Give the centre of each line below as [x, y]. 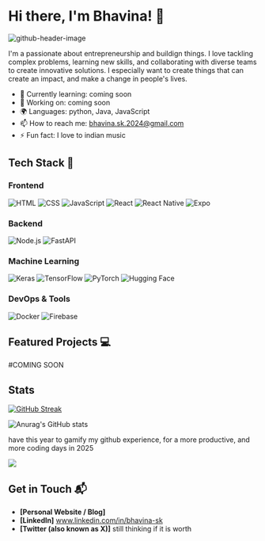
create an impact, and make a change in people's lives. [98, 78]
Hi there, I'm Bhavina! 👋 [86, 16]
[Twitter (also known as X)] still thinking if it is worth [106, 528]
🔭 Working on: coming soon [65, 102]
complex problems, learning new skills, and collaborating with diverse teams [132, 62]
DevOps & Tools [40, 299]
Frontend [26, 185]
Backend [26, 223]
